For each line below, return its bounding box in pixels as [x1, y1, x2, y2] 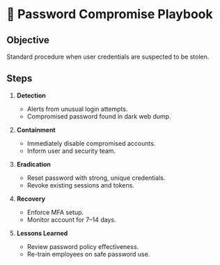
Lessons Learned [16, 229, 68, 237]
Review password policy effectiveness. [26, 242, 139, 250]
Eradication [16, 160, 52, 168]
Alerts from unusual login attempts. [26, 105, 128, 113]
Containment [16, 126, 56, 134]
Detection [16, 91, 47, 100]
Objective [6, 34, 50, 46]
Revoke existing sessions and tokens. [26, 181, 135, 189]
